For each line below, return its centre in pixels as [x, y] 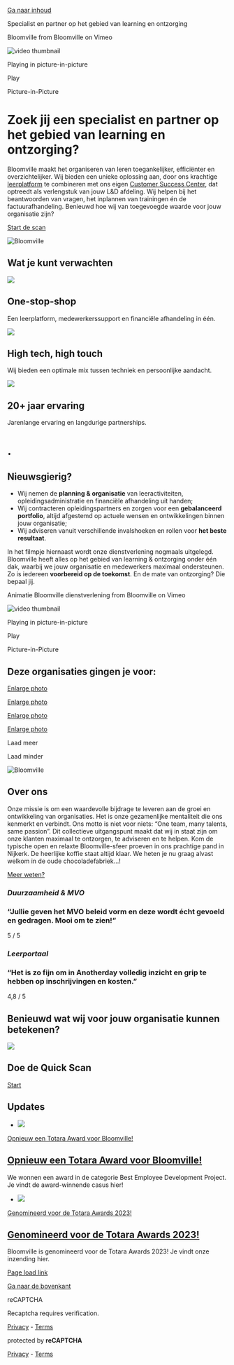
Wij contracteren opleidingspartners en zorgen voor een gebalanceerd [119, 508]
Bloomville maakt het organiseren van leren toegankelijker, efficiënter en [111, 169]
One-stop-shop [42, 302]
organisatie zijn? [31, 214]
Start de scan [27, 227]
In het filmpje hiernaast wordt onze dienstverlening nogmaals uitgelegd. [111, 552]
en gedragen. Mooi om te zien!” [62, 920]
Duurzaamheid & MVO [46, 892]
